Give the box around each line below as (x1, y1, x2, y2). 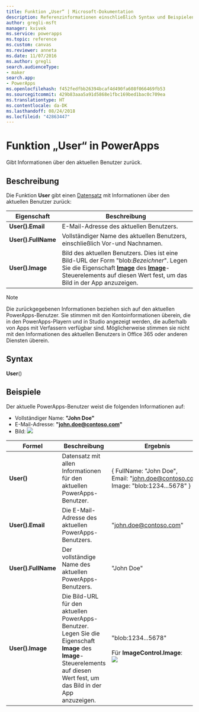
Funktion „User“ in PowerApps (6, 139, 160, 153)
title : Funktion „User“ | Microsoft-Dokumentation (6, 8, 134, 15)
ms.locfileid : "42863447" (6, 113, 70, 119)
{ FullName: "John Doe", (111, 467, 178, 475)
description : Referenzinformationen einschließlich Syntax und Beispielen (6, 14, 195, 20)
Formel (23, 442, 43, 450)
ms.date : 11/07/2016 (6, 53, 57, 59)
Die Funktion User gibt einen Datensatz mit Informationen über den (6, 192, 170, 199)
